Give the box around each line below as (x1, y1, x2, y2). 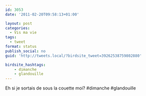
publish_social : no (5, 48, 46, 54)
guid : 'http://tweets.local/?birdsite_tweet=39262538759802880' (5, 53, 142, 58)
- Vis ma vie (9, 30, 37, 35)
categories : (5, 25, 30, 30)
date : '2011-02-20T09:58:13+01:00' (5, 12, 79, 17)
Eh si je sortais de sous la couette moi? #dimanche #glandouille (5, 85, 136, 91)
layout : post (5, 21, 32, 26)
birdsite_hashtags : (5, 62, 46, 67)
